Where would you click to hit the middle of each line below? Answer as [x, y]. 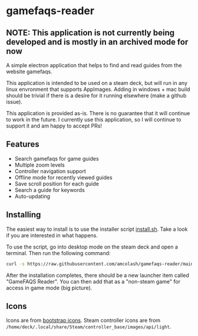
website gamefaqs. [29, 71]
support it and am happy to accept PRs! [54, 126]
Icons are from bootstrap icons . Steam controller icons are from [83, 321]
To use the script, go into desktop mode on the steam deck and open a [92, 247]
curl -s [16, 264]
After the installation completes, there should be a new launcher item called [98, 275]
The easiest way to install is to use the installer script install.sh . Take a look [97, 229]
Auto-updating [32, 196]
